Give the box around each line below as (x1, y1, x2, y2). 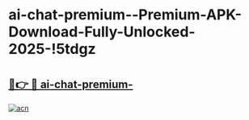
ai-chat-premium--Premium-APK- (8, 6, 243, 24)
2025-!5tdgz (8, 40, 96, 58)
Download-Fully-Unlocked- (8, 23, 196, 41)
